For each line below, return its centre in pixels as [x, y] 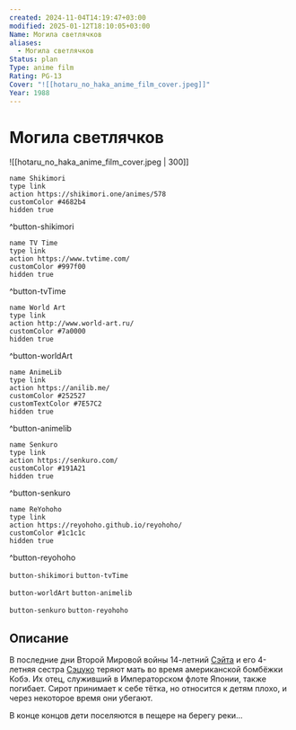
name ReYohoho [36, 510]
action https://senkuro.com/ [64, 461]
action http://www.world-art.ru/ [72, 324]
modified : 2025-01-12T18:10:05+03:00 [80, 26]
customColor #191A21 [48, 468]
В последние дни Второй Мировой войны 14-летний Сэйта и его [133, 660]
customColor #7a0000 [48, 332]
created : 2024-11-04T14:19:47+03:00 [78, 18]
